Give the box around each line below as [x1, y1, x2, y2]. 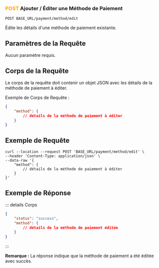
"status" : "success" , [14, 216, 58, 221]
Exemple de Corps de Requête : [5, 94, 70, 100]
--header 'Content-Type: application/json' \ [5, 154, 100, 159]
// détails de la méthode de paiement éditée [23, 225, 119, 230]
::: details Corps [5, 202, 38, 208]
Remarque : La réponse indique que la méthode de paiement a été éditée [5, 253, 154, 259]
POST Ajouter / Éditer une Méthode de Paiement [5, 5, 123, 12]
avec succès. [5, 258, 32, 264]
